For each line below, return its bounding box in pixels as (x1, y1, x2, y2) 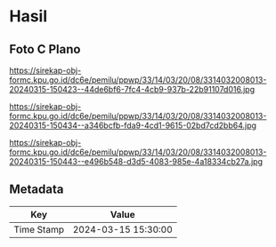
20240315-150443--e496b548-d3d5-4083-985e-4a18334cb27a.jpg (9, 156, 263, 166)
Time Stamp (13, 223, 65, 235)
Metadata (9, 182, 64, 197)
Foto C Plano (9, 42, 81, 57)
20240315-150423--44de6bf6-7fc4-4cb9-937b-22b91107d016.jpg (9, 84, 256, 94)
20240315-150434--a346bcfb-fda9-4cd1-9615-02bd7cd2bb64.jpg (9, 120, 256, 131)
